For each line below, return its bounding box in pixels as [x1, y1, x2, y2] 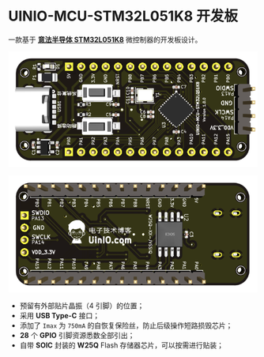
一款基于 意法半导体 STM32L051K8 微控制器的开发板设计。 [8, 35, 202, 44]
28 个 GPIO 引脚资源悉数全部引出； [19, 330, 135, 340]
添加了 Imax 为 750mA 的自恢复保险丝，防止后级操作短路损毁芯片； [19, 321, 233, 330]
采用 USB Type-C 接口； [19, 310, 100, 320]
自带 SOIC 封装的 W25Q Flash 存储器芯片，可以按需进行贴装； [19, 340, 224, 350]
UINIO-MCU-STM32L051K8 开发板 [8, 7, 239, 25]
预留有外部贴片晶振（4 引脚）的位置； [19, 301, 145, 310]
